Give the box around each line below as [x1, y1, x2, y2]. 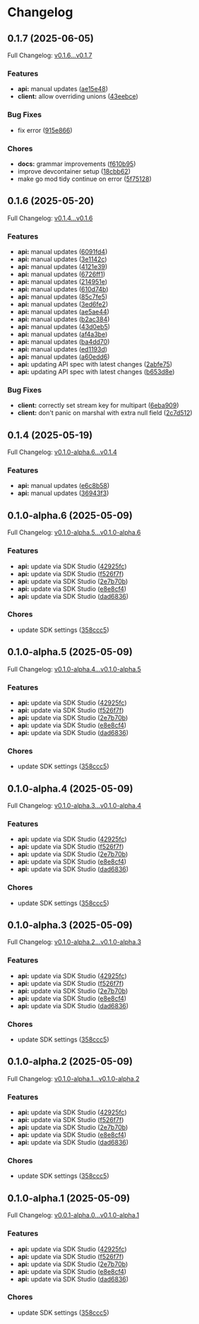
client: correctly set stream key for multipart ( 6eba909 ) [17, 401, 179, 410]
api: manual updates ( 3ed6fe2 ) [17, 300, 109, 308]
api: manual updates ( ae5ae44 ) [17, 308, 109, 316]
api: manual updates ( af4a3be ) [17, 330, 108, 338]
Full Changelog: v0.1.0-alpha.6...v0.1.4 [7, 448, 118, 456]
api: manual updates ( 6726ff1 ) [17, 270, 106, 278]
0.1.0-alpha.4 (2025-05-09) [7, 782, 133, 794]
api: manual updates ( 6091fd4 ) [17, 248, 108, 256]
